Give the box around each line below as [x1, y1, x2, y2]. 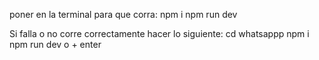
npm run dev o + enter [9, 39, 102, 50]
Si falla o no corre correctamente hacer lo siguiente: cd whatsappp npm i [9, 28, 310, 39]
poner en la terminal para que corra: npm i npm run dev [9, 9, 238, 20]
